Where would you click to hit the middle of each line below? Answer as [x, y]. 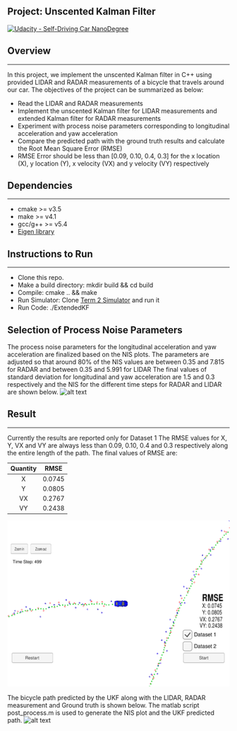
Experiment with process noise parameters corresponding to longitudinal [123, 126]
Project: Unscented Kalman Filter [82, 12]
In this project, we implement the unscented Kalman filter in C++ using [110, 74]
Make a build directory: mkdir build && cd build [85, 285]
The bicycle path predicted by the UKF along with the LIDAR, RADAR [107, 698]
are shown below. [33, 392]
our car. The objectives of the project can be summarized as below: [105, 89]
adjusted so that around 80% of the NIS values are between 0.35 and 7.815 [116, 362]
